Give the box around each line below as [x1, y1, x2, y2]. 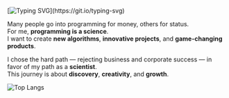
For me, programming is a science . [7, 28, 109, 35]
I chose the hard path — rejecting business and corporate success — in [7, 55, 212, 63]
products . [7, 42, 36, 50]
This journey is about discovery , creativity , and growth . [7, 70, 169, 78]
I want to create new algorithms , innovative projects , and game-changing [7, 35, 223, 43]
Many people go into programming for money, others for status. [7, 20, 189, 28]
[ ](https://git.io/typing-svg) [7, 7, 125, 14]
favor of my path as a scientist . [7, 63, 97, 70]
